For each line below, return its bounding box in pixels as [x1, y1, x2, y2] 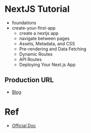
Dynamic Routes [19, 51, 53, 57]
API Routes [19, 56, 42, 62]
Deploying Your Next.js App [19, 62, 76, 67]
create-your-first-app [11, 25, 56, 31]
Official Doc [11, 122, 36, 129]
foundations [11, 20, 37, 26]
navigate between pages [19, 35, 70, 41]
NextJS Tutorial [4, 3, 70, 15]
